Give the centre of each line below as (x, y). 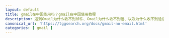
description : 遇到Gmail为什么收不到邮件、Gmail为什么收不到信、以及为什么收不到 (82, 19)
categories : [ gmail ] (29, 28)
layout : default (22, 10)
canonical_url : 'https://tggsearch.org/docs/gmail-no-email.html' (76, 23)
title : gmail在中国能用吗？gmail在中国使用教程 (51, 14)
